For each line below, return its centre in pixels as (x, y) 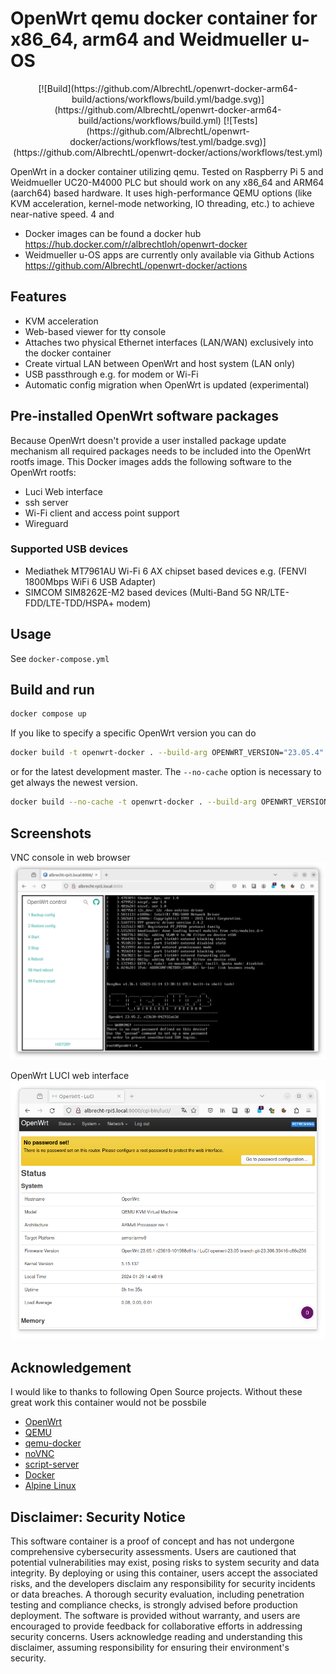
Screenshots (51, 833)
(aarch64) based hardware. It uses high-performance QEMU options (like (161, 193)
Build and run (52, 690)
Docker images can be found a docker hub (113, 233)
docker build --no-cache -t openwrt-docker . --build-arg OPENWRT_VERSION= (171, 802)
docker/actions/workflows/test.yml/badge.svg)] (168, 141)
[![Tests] (240, 120)
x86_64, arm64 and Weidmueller (149, 39)
